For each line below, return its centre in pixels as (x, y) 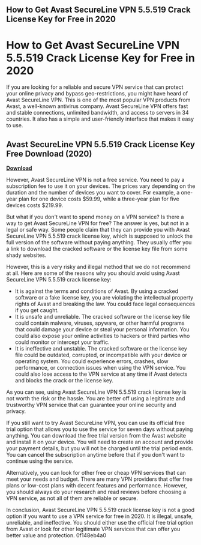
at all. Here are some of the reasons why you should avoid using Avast (93, 273)
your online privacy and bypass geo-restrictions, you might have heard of (97, 94)
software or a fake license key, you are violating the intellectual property (104, 298)
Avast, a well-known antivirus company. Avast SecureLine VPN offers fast (97, 106)
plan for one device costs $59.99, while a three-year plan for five (99, 199)
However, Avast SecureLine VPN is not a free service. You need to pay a (95, 180)
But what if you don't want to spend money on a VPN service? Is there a (95, 217)
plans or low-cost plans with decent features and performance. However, (97, 486)
